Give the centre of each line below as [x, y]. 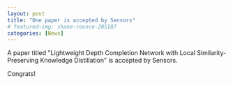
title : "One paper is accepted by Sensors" [72, 20]
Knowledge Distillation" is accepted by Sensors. [109, 61]
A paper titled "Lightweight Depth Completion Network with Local [102, 53]
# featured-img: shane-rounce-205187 [62, 26]
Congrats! [22, 74]
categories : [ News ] [36, 33]
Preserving [23, 61]
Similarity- [212, 53]
